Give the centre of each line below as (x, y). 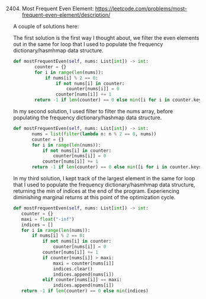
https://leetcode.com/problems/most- (141, 9)
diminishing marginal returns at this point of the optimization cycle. (94, 197)
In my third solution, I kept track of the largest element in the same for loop (104, 178)
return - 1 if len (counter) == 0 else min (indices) (85, 291)
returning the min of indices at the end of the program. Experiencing (96, 191)
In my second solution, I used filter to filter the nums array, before (93, 111)
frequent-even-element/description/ (66, 15)
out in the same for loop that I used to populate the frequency (88, 44)
